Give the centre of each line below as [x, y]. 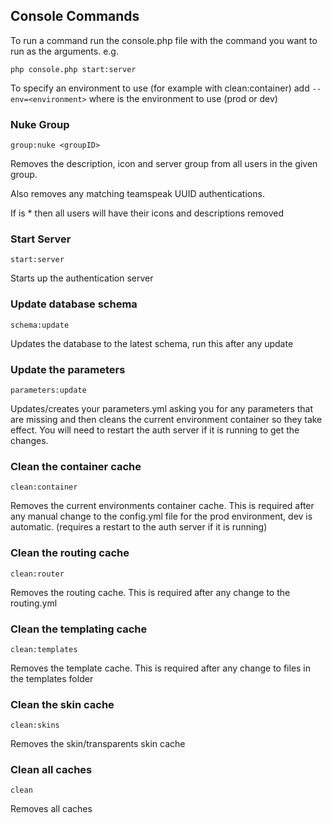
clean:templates [44, 649]
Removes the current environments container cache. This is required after [162, 506]
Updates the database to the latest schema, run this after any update [152, 343]
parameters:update [48, 390]
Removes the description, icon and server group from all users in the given [164, 164]
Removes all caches [51, 809]
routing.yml [34, 603]
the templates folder [52, 678]
